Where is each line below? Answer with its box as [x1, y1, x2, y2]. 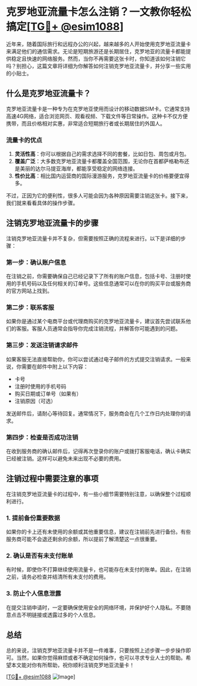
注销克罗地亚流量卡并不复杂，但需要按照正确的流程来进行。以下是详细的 [6, 235, 181, 242]
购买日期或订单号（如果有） [14, 390, 82, 397]
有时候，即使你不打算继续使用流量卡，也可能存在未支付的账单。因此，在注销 [6, 566, 191, 573]
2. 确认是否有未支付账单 [6, 552, 73, 560]
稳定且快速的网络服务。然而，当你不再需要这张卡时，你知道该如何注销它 [11, 55, 186, 62]
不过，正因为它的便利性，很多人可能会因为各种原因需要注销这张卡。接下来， [6, 192, 191, 199]
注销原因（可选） [14, 397, 56, 404]
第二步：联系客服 [6, 303, 55, 312]
